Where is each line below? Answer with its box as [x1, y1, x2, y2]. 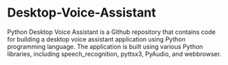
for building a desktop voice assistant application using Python [7, 35, 186, 43]
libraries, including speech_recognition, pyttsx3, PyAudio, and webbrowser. [7, 50, 222, 58]
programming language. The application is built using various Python [7, 42, 204, 50]
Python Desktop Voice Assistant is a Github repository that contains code [7, 28, 216, 36]
